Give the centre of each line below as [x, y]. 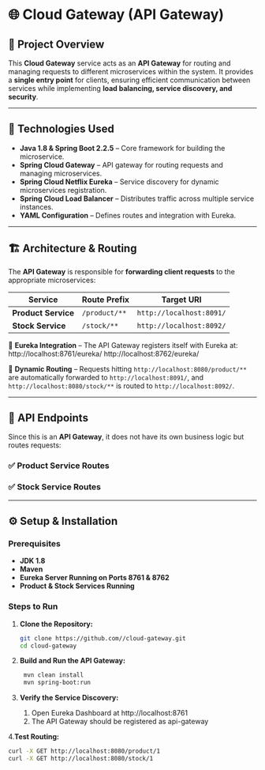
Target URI [182, 300]
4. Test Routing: [34, 737]
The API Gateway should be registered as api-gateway [120, 722]
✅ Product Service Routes [59, 466]
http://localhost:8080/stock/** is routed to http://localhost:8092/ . [121, 386]
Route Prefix [106, 300]
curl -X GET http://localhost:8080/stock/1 [81, 759]
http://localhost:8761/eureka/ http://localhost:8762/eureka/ [104, 353]
